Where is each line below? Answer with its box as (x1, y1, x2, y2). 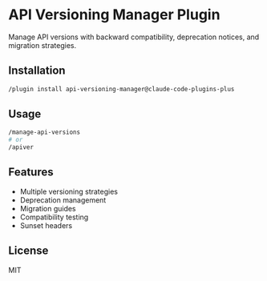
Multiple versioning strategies (19, 187, 119, 196)
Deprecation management (19, 195, 107, 205)
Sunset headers (19, 220, 73, 230)
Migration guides (19, 203, 76, 213)
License (8, 244, 49, 258)
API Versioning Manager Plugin (8, 6, 220, 24)
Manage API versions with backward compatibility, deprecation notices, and (8, 32, 260, 42)
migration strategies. (8, 40, 77, 50)
